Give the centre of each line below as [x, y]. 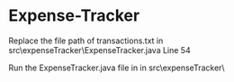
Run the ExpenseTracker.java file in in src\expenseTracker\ [117, 68]
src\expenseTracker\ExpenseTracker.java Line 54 [99, 50]
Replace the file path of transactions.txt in [86, 41]
